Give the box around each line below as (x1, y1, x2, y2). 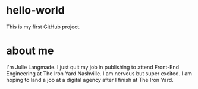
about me (6, 44, 54, 58)
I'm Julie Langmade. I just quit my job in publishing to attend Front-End (6, 63, 180, 71)
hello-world (6, 4, 65, 17)
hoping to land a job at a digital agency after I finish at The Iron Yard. (6, 76, 174, 83)
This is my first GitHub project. (6, 23, 81, 30)
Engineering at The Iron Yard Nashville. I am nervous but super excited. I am (6, 69, 192, 77)
